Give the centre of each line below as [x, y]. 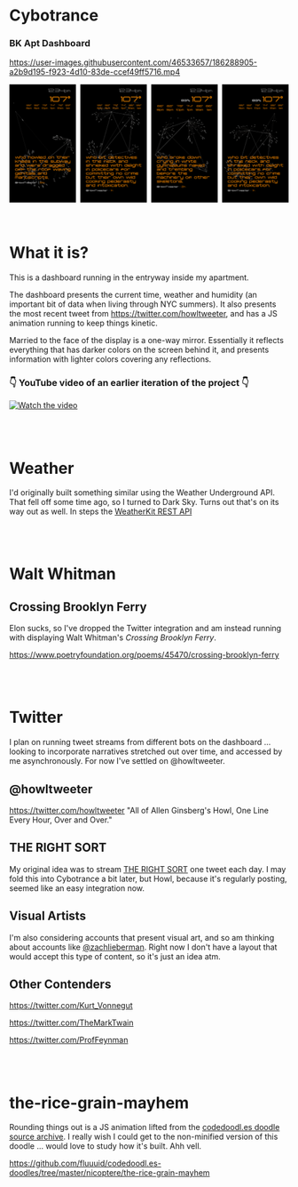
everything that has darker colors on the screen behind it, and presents [139, 350]
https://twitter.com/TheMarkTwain [71, 1023]
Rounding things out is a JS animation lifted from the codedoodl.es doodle [145, 1127]
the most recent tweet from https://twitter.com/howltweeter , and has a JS [143, 314]
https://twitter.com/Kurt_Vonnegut [71, 1006]
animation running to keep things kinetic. [83, 323]
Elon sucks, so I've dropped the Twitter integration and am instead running [145, 629]
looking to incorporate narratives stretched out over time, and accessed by [146, 751]
